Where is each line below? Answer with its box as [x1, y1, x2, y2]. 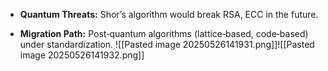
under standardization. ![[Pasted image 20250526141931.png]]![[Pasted [19, 39, 315, 50]
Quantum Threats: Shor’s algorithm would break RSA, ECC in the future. [19, 9, 319, 20]
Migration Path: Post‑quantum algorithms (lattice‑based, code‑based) [19, 28, 309, 39]
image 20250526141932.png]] [19, 49, 145, 61]
